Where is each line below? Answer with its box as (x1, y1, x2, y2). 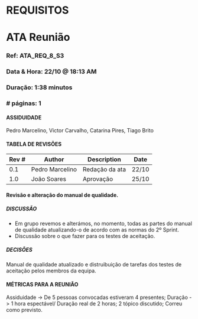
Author (44, 155, 64, 164)
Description (87, 155, 121, 164)
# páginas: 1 (6, 99, 41, 108)
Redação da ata (82, 165, 126, 174)
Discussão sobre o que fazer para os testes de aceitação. (14, 233, 155, 240)
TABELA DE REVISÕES (6, 140, 62, 148)
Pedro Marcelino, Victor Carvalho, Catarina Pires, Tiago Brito (6, 127, 154, 134)
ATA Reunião (6, 31, 70, 44)
